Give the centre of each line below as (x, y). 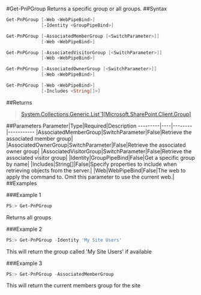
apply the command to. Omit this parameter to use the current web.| (90, 177)
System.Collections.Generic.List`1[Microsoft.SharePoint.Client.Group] (106, 114)
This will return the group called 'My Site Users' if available (79, 251)
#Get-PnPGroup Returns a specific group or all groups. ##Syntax (86, 9)
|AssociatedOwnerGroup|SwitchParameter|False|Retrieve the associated (96, 145)
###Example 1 (24, 195)
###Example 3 (24, 263)
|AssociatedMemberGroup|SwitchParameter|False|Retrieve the (114, 132)
